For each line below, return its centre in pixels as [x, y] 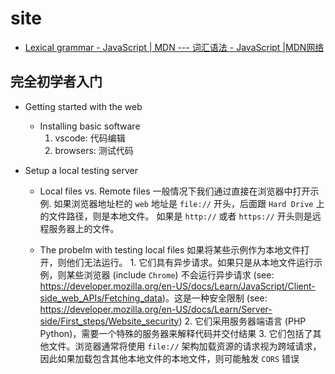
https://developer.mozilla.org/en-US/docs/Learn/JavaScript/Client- [177, 286]
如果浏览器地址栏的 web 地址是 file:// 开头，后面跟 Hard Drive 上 [189, 203]
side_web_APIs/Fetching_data [101, 298]
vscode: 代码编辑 [90, 138]
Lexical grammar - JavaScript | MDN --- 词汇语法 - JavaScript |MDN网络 [174, 47]
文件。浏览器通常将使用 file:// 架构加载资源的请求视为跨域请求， [185, 346]
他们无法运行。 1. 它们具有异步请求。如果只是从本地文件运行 [190, 262]
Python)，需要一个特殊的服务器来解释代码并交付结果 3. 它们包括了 [176, 333]
